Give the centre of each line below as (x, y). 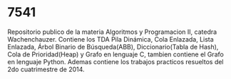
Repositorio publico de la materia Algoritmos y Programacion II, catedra (112, 32)
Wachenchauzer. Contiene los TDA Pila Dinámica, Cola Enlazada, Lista (111, 39)
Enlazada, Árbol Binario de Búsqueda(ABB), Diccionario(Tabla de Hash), (113, 47)
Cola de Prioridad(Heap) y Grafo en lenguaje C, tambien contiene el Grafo (116, 54)
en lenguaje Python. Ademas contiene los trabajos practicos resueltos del (115, 61)
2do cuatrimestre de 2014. (46, 69)
